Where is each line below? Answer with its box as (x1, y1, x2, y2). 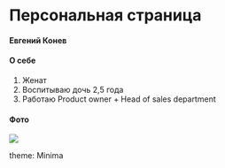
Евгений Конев (9, 34, 67, 45)
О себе (9, 55, 36, 66)
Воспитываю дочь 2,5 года (21, 84, 124, 95)
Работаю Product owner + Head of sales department (21, 94, 216, 104)
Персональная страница (9, 5, 202, 26)
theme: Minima (9, 150, 64, 161)
